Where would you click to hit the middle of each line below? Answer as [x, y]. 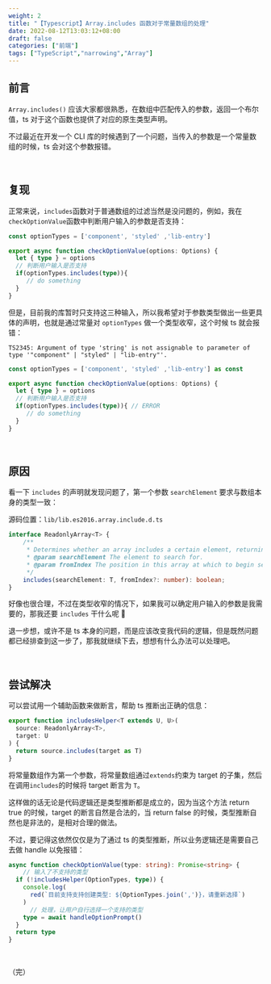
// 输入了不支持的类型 [56, 873]
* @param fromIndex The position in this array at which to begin [140, 565]
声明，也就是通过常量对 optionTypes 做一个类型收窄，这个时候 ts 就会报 [141, 322]
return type [36, 932]
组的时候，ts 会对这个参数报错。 [62, 146]
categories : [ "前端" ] [44, 46]
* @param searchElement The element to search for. [115, 558]
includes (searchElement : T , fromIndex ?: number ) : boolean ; [124, 580]
